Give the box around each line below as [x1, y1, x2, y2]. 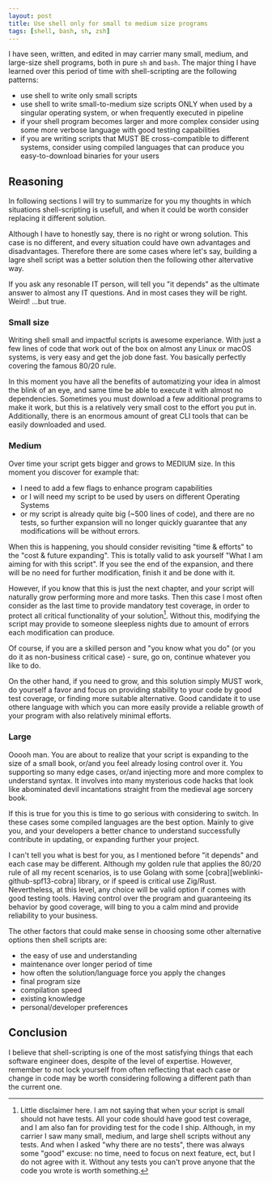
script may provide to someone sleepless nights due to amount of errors [8, 619, 249, 629]
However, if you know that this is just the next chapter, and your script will [8, 583, 255, 593]
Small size [8, 317, 50, 329]
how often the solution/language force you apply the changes [19, 967, 226, 978]
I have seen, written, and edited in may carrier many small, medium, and [8, 49, 249, 59]
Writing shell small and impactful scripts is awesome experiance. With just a [8, 335, 261, 345]
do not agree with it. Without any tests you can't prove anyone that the [19, 1157, 256, 1167]
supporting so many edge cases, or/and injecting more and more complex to [8, 767, 264, 776]
